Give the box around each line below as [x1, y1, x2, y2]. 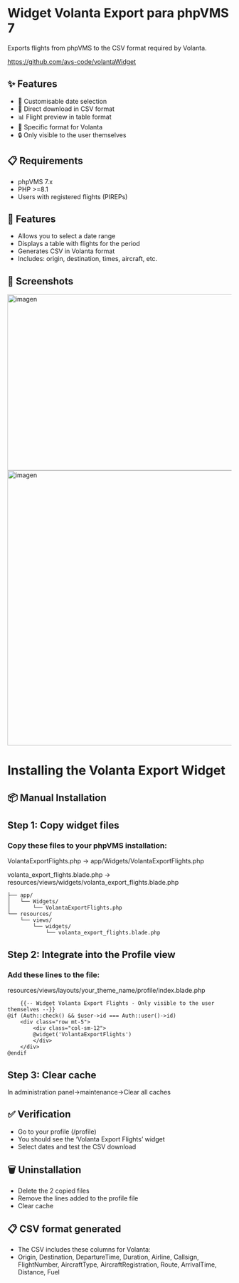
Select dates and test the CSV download [17, 1142, 137, 1151]
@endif [7, 1050, 27, 1057]
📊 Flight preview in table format [17, 112, 112, 121]
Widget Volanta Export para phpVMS [7, 5, 229, 21]
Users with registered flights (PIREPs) [17, 192, 128, 201]
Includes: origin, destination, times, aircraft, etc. [17, 255, 158, 263]
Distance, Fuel [17, 1268, 60, 1277]
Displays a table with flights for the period [17, 240, 140, 248]
